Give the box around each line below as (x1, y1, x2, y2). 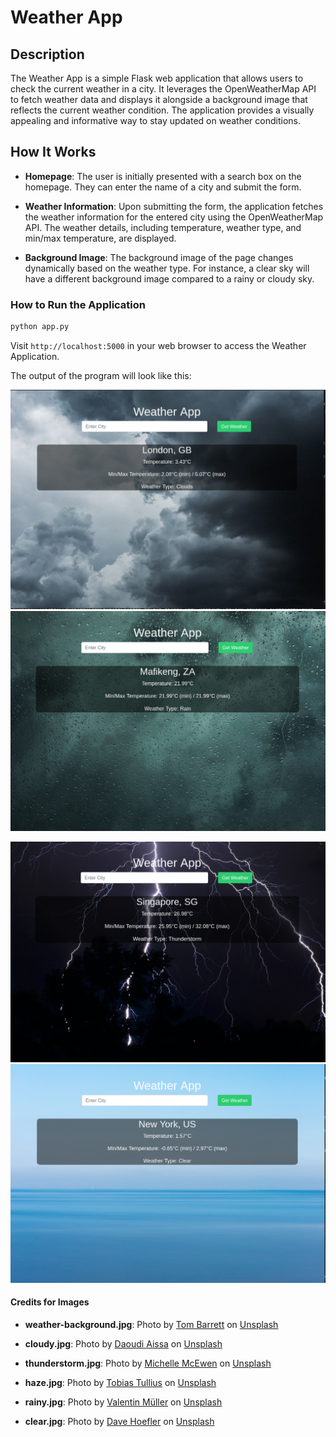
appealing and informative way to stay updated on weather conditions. (10, 115, 301, 126)
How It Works (10, 144, 97, 161)
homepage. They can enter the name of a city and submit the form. (24, 181, 302, 193)
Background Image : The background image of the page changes (24, 251, 294, 263)
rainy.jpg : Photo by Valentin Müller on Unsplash (24, 1396, 223, 1408)
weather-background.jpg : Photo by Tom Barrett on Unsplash (24, 1318, 279, 1330)
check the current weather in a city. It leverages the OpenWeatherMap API (10, 83, 317, 95)
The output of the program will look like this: (10, 369, 192, 381)
